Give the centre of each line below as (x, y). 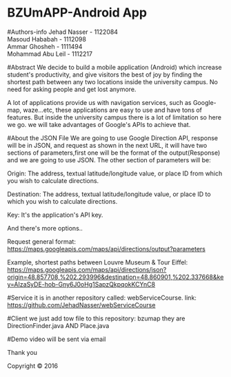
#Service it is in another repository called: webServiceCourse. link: (102, 298)
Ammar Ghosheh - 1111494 (45, 46)
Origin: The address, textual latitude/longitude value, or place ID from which (115, 173)
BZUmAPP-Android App (77, 13)
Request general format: (41, 241)
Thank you (22, 352)
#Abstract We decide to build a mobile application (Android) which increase (114, 67)
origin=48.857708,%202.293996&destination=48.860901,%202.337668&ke (115, 277)
